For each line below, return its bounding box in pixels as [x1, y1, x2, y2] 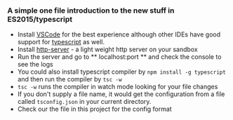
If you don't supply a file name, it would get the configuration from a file [17, 90, 225, 98]
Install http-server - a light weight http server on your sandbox [17, 45, 198, 54]
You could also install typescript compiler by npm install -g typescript [17, 67, 226, 76]
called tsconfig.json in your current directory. [17, 98, 152, 106]
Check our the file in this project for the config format [17, 105, 172, 114]
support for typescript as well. [17, 38, 105, 46]
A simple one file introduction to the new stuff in [7, 6, 175, 15]
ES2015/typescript [7, 14, 73, 24]
